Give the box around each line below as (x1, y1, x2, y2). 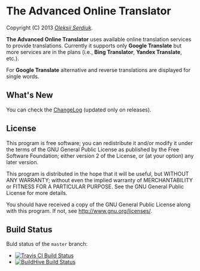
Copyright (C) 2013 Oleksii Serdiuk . (6, 24, 93, 31)
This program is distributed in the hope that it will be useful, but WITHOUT (6, 170, 189, 177)
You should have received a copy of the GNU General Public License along (6, 201, 190, 208)
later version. (6, 158, 39, 165)
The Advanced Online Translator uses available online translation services (6, 35, 192, 43)
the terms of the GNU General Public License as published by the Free (6, 146, 180, 153)
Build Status (6, 224, 53, 234)
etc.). (6, 55, 19, 62)
